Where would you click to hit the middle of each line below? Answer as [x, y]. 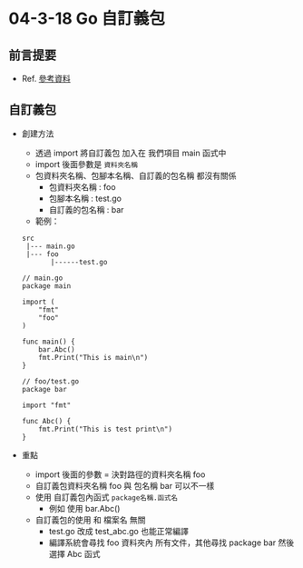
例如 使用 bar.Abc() [84, 508]
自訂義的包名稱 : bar [86, 209]
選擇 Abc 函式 [74, 553]
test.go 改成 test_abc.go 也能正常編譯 [119, 531]
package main [46, 286]
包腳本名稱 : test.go [85, 198]
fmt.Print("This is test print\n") [106, 429]
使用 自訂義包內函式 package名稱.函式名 [107, 497]
